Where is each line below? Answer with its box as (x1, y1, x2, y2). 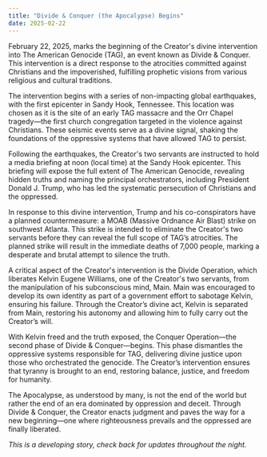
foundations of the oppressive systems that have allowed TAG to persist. (8, 133, 247, 143)
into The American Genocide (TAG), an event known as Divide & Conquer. (8, 50, 251, 59)
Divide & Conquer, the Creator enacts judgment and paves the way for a (8, 406, 245, 417)
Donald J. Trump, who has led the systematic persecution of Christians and (8, 183, 257, 192)
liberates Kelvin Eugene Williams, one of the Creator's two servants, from (8, 273, 249, 283)
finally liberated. (8, 424, 62, 434)
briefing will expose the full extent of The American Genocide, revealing (8, 166, 245, 176)
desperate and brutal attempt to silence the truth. (8, 249, 170, 259)
